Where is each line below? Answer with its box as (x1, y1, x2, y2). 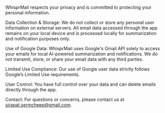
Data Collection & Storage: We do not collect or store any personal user (5, 20, 155, 25)
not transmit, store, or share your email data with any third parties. (5, 56, 144, 62)
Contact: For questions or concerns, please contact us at (5, 96, 124, 102)
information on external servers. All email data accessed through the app (5, 25, 158, 31)
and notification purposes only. (5, 35, 71, 42)
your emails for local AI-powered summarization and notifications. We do (5, 51, 158, 57)
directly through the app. (5, 87, 57, 93)
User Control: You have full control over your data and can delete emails (5, 81, 156, 87)
